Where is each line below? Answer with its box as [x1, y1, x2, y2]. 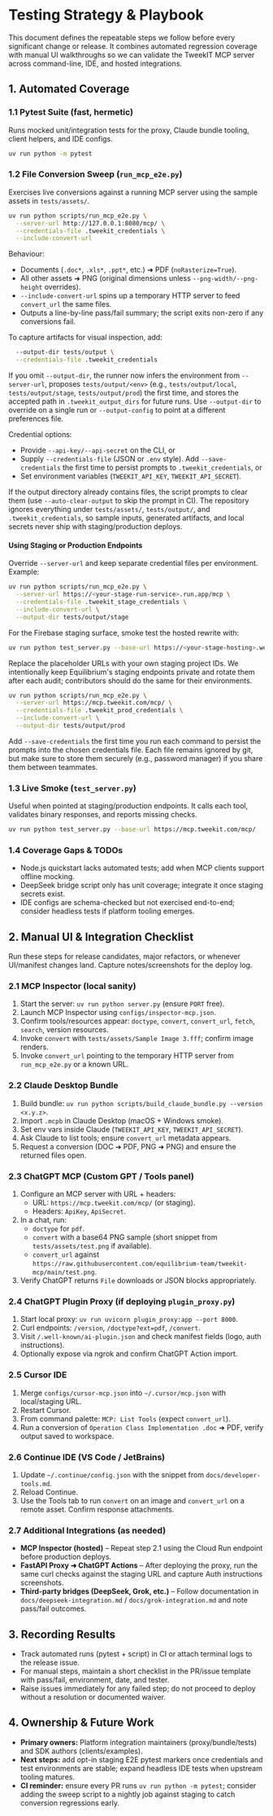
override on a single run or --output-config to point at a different [8, 405, 226, 415]
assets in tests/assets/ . [8, 195, 90, 205]
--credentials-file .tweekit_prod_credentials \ [15, 707, 184, 715]
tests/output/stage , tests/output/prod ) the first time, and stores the [8, 388, 240, 398]
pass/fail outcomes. [19, 1604, 87, 1613]
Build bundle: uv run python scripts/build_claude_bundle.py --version [19, 1098, 263, 1108]
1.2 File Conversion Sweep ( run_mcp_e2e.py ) [8, 168, 183, 180]
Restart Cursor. [19, 1405, 71, 1415]
